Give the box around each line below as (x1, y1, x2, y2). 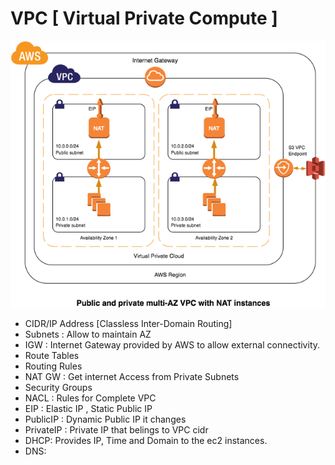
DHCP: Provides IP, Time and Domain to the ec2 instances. (24, 435, 268, 447)
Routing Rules (24, 360, 83, 372)
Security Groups (24, 382, 93, 394)
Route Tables (24, 350, 80, 362)
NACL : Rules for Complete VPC (24, 392, 157, 404)
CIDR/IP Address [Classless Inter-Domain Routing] (24, 318, 233, 330)
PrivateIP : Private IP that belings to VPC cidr (24, 424, 209, 436)
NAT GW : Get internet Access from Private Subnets (24, 371, 240, 383)
